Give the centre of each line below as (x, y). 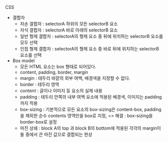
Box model (24, 60)
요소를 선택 (31, 55)
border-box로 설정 (38, 122)
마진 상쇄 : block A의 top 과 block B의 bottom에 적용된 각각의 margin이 (91, 128)
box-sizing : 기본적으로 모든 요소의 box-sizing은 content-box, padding (91, 109)
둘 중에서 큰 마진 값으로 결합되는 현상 (56, 134)
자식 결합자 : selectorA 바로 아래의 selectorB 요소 (69, 30)
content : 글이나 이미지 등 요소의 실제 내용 (61, 90)
